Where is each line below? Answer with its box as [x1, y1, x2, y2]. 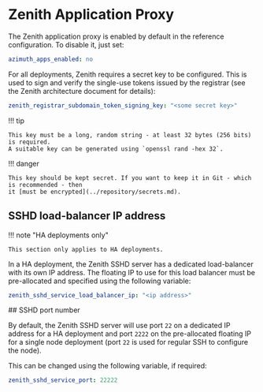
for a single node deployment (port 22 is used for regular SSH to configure [8, 338, 249, 347]
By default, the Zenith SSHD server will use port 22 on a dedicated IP [8, 321, 231, 330]
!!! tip [8, 116, 25, 125]
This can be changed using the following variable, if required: [8, 361, 207, 371]
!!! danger [8, 159, 39, 168]
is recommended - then [8, 181, 83, 189]
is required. [8, 138, 51, 146]
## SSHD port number [8, 305, 80, 315]
